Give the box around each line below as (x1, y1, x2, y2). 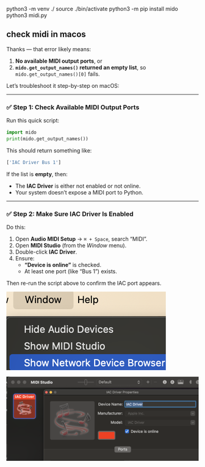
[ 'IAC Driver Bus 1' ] (6, 159, 62, 165)
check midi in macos (6, 29, 87, 40)
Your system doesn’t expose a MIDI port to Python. (15, 188, 143, 196)
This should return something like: (6, 146, 92, 154)
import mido (6, 129, 37, 136)
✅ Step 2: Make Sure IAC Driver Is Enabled (6, 210, 134, 218)
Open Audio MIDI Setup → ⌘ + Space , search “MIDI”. (15, 235, 148, 243)
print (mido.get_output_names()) (6, 135, 88, 142)
